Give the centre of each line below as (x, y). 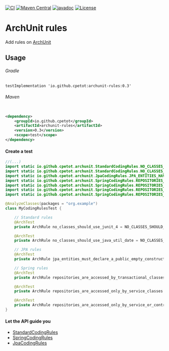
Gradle (12, 71)
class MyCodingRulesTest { (33, 208)
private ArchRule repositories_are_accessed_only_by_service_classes (89, 291)
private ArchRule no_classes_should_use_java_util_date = (76, 241)
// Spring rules (31, 268)
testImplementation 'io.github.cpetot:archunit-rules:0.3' (68, 86)
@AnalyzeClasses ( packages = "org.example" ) (52, 204)
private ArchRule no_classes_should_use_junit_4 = (68, 227)
